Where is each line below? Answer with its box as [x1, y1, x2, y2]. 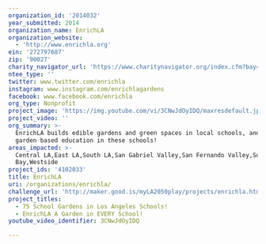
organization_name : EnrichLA [8, 26, 104, 34]
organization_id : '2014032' [8, 11, 101, 20]
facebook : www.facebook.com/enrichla [8, 92, 133, 100]
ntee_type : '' [8, 70, 55, 78]
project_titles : [8, 195, 62, 203]
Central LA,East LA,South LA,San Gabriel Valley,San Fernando [15, 151, 225, 159]
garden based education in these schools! [15, 136, 158, 145]
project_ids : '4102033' [8, 166, 87, 174]
